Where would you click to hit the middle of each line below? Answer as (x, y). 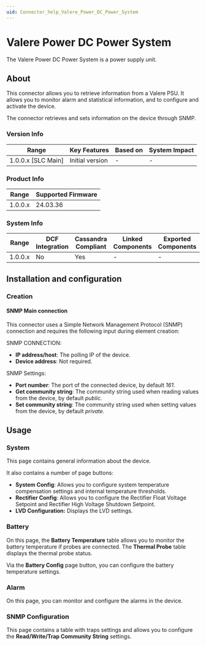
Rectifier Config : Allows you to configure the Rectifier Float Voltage (101, 498)
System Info (25, 223)
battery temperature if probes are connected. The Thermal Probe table (96, 547)
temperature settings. (34, 571)
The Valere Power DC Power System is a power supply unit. (82, 59)
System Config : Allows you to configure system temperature (92, 485)
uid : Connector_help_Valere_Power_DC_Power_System (72, 12)
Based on (129, 150)
